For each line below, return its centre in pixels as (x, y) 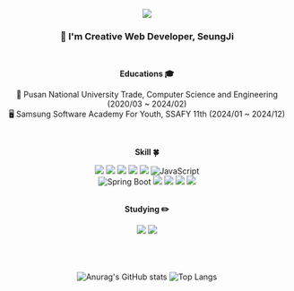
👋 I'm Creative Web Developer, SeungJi (147, 36)
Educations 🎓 (147, 74)
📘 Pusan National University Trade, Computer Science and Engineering (147, 95)
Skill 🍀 (147, 152)
